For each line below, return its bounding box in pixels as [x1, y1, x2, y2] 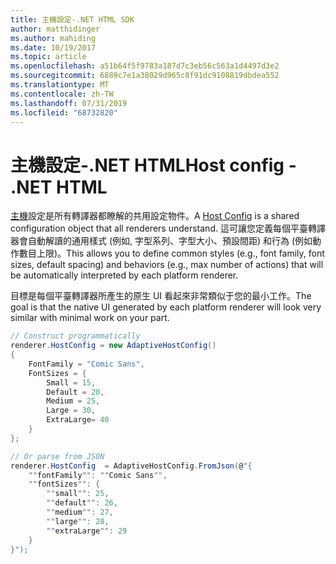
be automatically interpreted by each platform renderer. [10, 269, 239, 281]
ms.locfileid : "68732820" [10, 107, 118, 118]
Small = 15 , [46, 377, 97, 388]
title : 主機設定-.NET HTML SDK [10, 14, 135, 25]
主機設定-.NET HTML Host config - [10, 154, 297, 176]
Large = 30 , [46, 406, 97, 416]
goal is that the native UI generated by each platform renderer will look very [10, 301, 322, 313]
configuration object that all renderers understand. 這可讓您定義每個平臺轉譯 [10, 222, 326, 235]
